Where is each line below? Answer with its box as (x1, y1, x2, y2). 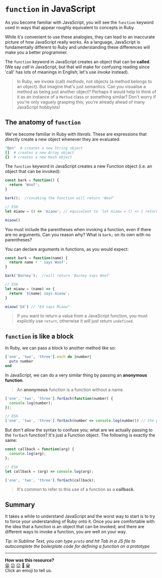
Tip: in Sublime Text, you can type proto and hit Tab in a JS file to (5, 538, 136, 544)
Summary (5, 500, 35, 509)
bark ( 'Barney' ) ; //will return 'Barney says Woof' (5, 273, 111, 278)
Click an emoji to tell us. (5, 568, 53, 574)
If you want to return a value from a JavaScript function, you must (16, 313, 148, 319)
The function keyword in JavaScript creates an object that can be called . (5, 59, 151, 64)
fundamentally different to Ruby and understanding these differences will (5, 44, 150, 50)
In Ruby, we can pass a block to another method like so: (5, 345, 116, 351)
